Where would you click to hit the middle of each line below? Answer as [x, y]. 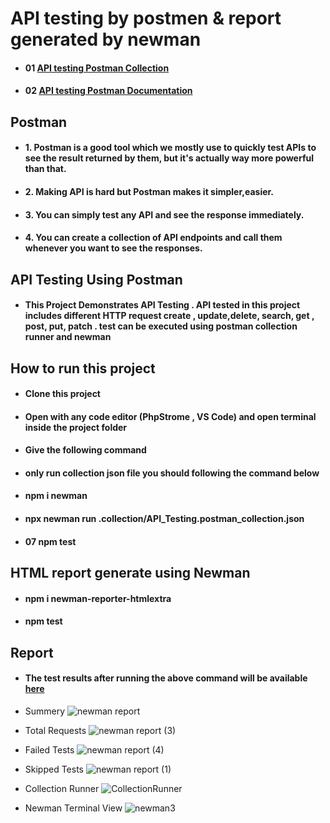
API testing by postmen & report [146, 18]
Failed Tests [49, 749]
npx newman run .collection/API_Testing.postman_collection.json [164, 519]
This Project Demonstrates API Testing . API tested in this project [162, 305]
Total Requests [55, 730]
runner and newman [68, 337]
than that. [45, 169]
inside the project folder [76, 427]
